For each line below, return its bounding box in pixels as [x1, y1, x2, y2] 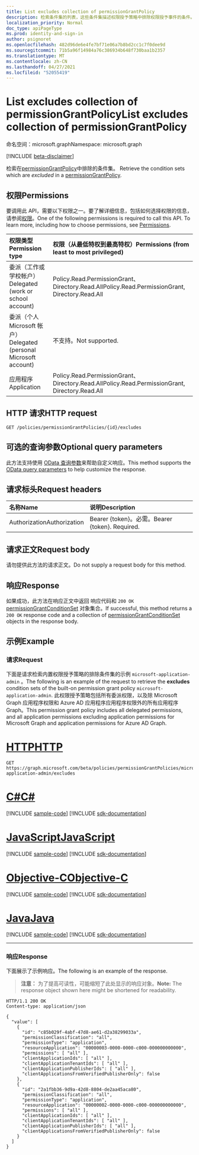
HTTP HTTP [6, 740, 63, 754]
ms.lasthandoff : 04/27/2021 [6, 64, 76, 70]
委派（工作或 [9, 263, 46, 271]
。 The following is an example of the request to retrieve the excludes [20, 678, 190, 685]
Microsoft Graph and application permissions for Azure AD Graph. [6, 719, 167, 726]
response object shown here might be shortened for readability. [20, 986, 176, 993]
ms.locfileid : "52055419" [6, 70, 70, 75]
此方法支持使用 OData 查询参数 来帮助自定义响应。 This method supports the [6, 459, 191, 466]
